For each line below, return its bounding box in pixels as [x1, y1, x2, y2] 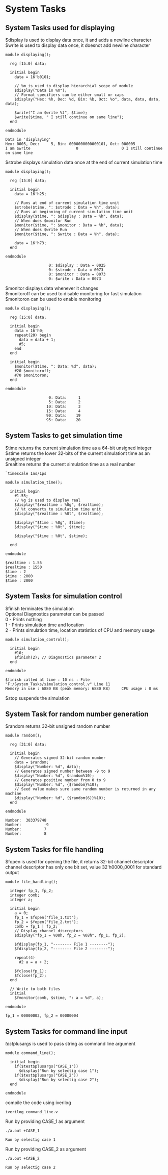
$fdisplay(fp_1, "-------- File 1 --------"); [14, 942, 115, 947]
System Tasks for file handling [5, 845, 104, 854]
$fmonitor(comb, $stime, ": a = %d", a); [14, 995, 103, 1001]
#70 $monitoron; [14, 373, 49, 378]
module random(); [5, 733, 42, 738]
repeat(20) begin [14, 333, 51, 338]
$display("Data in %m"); [14, 88, 67, 93]
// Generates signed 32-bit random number [14, 755, 106, 760]
